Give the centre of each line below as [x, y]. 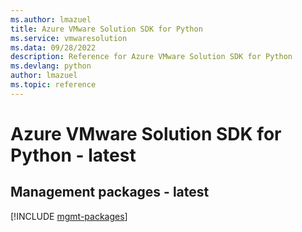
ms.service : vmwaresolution [69, 38]
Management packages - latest [110, 192]
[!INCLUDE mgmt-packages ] [69, 216]
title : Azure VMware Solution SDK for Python [106, 29]
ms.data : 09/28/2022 [53, 47]
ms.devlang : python [51, 66]
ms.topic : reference [53, 85]
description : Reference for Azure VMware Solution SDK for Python [151, 57]
